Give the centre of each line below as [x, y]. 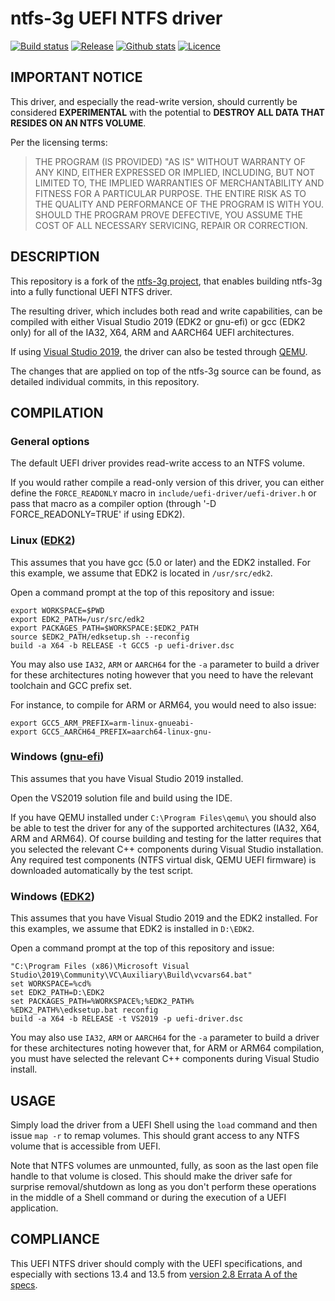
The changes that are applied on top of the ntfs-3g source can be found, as [166, 371]
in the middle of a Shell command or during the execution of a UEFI [148, 1197]
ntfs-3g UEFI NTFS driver [116, 18]
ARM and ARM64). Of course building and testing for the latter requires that [166, 838]
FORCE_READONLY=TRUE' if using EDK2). [98, 514]
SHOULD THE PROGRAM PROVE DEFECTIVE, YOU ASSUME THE [168, 214]
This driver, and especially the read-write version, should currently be [154, 101]
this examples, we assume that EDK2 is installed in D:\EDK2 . [132, 929]
